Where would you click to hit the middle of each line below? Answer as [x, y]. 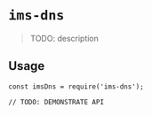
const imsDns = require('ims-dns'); [76, 87]
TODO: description [64, 38]
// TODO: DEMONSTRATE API [56, 102]
